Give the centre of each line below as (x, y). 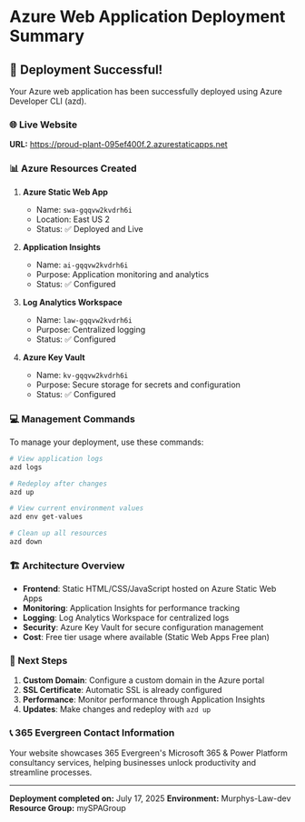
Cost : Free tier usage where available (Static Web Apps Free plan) (146, 637)
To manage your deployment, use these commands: (107, 442)
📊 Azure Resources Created (73, 168)
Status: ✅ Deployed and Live (89, 228)
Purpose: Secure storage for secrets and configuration (138, 385)
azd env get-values (46, 517)
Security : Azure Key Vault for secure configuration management (143, 627)
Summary (47, 36)
